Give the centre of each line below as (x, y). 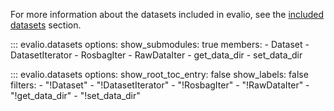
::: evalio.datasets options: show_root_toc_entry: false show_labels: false (159, 74)
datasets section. (46, 25)
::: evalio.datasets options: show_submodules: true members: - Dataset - (160, 44)
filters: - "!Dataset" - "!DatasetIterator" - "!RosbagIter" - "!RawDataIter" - (160, 85)
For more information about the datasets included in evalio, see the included (167, 14)
